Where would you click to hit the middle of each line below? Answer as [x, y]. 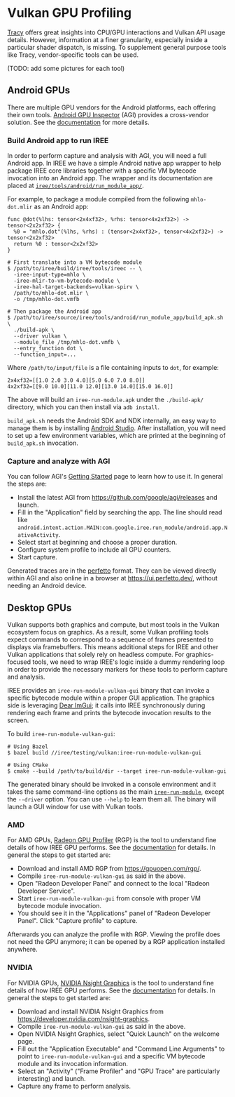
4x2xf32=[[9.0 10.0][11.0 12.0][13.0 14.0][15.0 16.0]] [90, 387]
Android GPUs [39, 90]
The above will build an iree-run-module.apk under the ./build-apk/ [106, 400]
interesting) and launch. [51, 1078]
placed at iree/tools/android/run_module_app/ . [76, 186]
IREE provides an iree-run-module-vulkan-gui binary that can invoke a [108, 691]
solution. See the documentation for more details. [78, 122]
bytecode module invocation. [59, 906]
